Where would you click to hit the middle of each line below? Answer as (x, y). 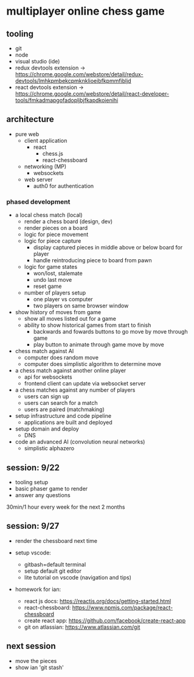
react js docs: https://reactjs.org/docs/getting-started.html (98, 601)
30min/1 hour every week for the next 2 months (66, 507)
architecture (30, 119)
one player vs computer (63, 299)
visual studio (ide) (37, 61)
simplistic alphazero (49, 448)
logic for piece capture (53, 241)
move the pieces (36, 661)
